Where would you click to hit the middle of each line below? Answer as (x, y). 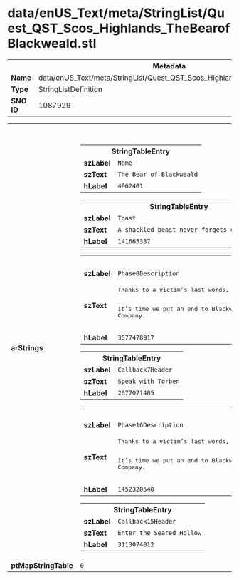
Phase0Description (148, 273)
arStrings (27, 347)
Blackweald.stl (52, 44)
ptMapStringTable (42, 565)
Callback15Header (147, 521)
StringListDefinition (70, 89)
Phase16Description (150, 425)
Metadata (169, 66)
